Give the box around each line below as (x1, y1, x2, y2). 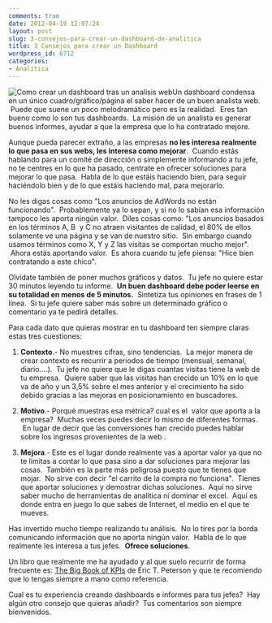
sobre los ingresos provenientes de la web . (19, 431, 166, 441)
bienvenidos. (8, 607, 51, 617)
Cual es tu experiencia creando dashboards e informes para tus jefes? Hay (8, 590, 261, 599)
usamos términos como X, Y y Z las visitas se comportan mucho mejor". (8, 239, 249, 249)
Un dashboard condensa (172, 87, 256, 97)
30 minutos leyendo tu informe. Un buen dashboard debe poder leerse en (8, 281, 260, 291)
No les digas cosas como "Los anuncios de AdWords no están (8, 196, 217, 206)
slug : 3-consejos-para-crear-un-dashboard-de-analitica (8, 34, 201, 43)
